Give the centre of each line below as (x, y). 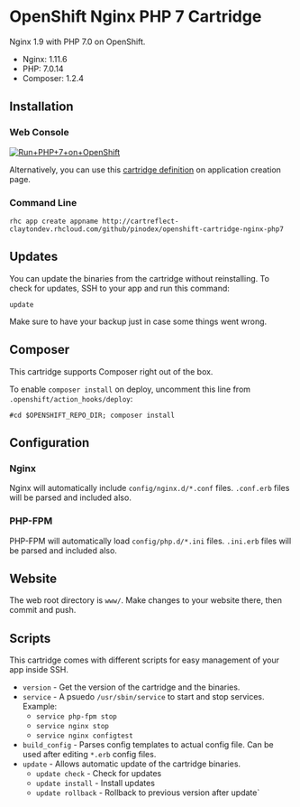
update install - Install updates (95, 784)
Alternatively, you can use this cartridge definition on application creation (145, 170)
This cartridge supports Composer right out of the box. (111, 371)
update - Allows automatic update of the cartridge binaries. (132, 764)
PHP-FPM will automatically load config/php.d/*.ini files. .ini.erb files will (150, 541)
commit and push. (43, 610)
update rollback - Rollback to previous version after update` (148, 793)
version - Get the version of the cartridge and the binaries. (131, 687)
